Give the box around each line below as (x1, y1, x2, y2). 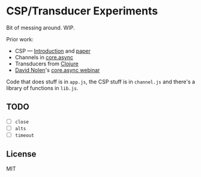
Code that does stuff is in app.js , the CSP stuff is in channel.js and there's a (6, 78, 196, 85)
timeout (14, 132, 34, 139)
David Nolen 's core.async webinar (14, 66, 100, 73)
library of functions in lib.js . (6, 84, 79, 91)
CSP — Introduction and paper (14, 47, 91, 55)
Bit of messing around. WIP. (6, 24, 75, 31)
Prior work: (6, 35, 34, 43)
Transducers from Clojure (14, 60, 79, 67)
